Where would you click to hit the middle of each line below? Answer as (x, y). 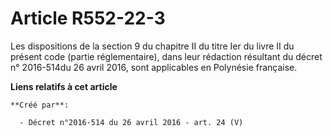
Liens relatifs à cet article (64, 86)
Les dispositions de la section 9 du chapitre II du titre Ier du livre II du (152, 46)
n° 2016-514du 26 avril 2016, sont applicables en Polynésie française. (154, 67)
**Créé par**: (40, 105)
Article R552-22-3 (88, 18)
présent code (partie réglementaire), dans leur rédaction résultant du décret (166, 56)
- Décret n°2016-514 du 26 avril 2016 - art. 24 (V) (131, 122)
